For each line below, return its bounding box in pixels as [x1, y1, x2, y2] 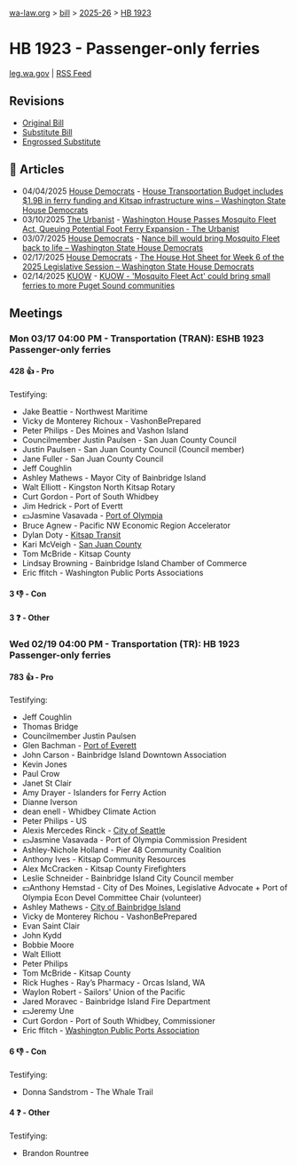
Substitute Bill [21, 126, 73, 137]
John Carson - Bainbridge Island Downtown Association [21, 750, 227, 761]
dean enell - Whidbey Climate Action [21, 806, 157, 817]
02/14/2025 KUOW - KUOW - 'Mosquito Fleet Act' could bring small [21, 270, 270, 281]
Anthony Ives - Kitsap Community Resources [21, 854, 186, 865]
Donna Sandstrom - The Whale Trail [21, 1086, 153, 1097]
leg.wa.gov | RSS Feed [9, 68, 92, 78]
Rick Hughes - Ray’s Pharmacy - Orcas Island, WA [21, 977, 206, 988]
